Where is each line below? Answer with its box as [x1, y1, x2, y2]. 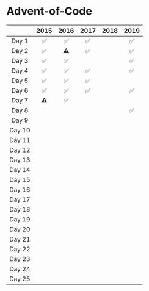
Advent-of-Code [6, 4, 93, 18]
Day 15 [9, 175, 31, 184]
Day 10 [9, 126, 31, 134]
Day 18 [9, 205, 31, 214]
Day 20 [9, 225, 31, 233]
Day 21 [9, 235, 31, 243]
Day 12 [9, 145, 31, 154]
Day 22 [9, 245, 31, 253]
